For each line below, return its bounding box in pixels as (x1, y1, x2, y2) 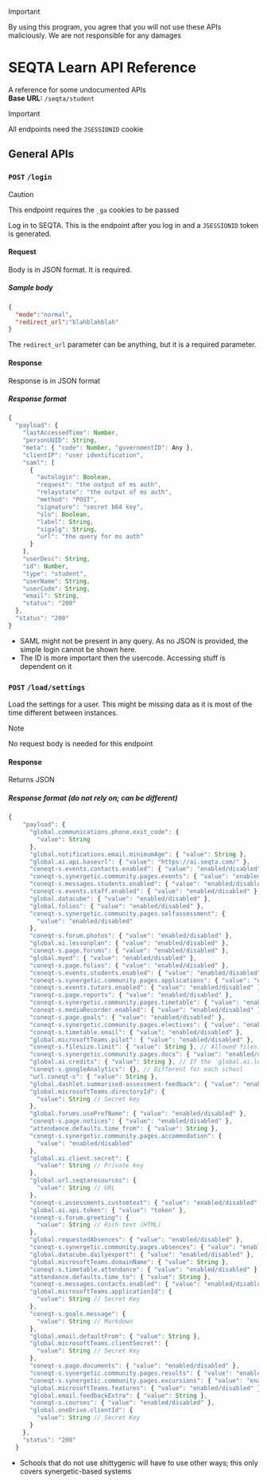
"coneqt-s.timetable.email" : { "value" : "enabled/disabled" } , (29, 1028, 244, 1036)
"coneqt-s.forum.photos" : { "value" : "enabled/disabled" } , (29, 932, 233, 940)
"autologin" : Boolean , (37, 474, 112, 482)
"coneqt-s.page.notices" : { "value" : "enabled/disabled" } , (29, 1117, 233, 1125)
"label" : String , (37, 518, 94, 526)
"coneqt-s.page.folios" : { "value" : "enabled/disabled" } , (29, 961, 229, 970)
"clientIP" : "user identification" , (22, 451, 145, 459)
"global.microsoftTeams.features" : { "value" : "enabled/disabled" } (29, 1384, 261, 1392)
